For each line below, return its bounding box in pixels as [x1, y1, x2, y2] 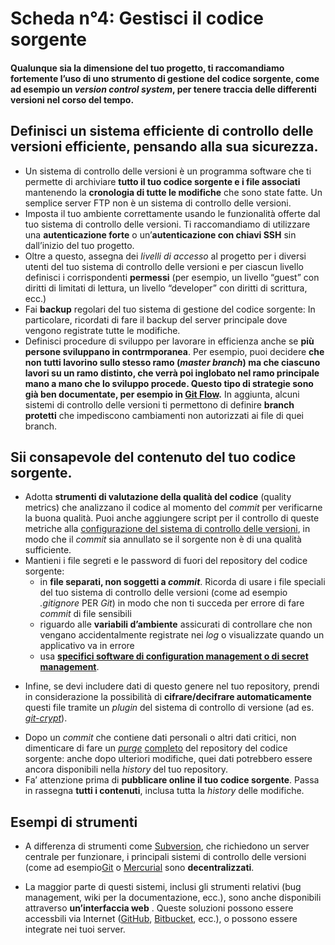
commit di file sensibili [39, 608, 132, 620]
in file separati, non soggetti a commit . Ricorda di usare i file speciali [39, 576, 326, 588]
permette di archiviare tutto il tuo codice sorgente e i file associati [24, 175, 301, 187]
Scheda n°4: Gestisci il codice [10, 7, 264, 30]
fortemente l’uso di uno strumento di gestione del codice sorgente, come [10, 72, 320, 84]
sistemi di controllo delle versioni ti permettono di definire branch [24, 398, 295, 411]
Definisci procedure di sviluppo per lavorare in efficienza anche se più [24, 335, 315, 347]
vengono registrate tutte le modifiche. [24, 324, 181, 336]
